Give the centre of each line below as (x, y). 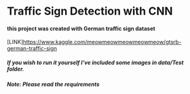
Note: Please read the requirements (53, 84)
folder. (16, 69)
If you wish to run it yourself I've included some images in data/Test (95, 62)
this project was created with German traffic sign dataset (81, 28)
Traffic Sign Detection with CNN (90, 11)
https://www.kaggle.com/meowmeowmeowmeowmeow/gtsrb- (102, 42)
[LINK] (15, 42)
